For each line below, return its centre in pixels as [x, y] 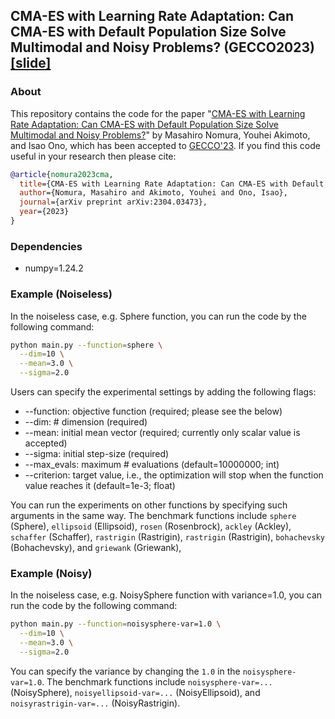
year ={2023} [44, 212]
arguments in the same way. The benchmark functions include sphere [153, 516]
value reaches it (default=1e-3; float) [100, 486]
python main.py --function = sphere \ [86, 345]
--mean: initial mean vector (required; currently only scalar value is [162, 433]
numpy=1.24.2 [54, 268]
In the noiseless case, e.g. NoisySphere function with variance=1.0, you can [166, 595]
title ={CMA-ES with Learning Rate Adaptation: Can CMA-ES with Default [172, 184]
